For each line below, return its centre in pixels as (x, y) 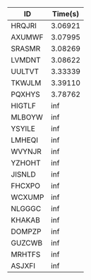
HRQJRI (24, 26)
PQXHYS (25, 94)
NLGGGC (26, 209)
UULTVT (25, 71)
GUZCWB (27, 243)
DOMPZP (26, 231)
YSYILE (23, 128)
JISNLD (24, 174)
